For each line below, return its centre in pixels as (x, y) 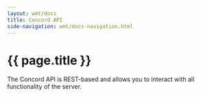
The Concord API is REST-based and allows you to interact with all (101, 79)
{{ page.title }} (49, 60)
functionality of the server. (45, 87)
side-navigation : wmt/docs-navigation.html (70, 26)
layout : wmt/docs (32, 13)
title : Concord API (35, 20)
